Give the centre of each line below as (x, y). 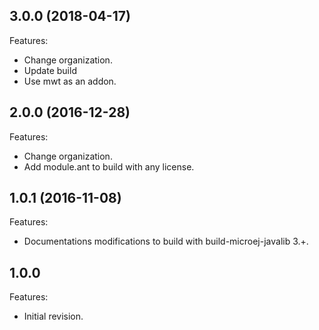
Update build (50, 70)
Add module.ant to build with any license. (109, 166)
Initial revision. (53, 316)
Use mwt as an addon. (70, 81)
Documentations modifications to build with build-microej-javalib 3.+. (166, 241)
